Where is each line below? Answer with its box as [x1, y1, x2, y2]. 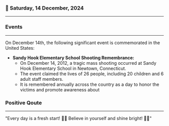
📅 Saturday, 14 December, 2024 [5, 5, 84, 12]
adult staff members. [20, 76, 64, 82]
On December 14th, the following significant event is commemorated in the [5, 40, 160, 46]
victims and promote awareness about [20, 86, 100, 92]
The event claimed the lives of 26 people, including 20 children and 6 [20, 70, 164, 77]
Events [5, 24, 23, 31]
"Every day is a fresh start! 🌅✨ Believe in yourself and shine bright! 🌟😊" [5, 115, 152, 121]
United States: [5, 45, 35, 51]
